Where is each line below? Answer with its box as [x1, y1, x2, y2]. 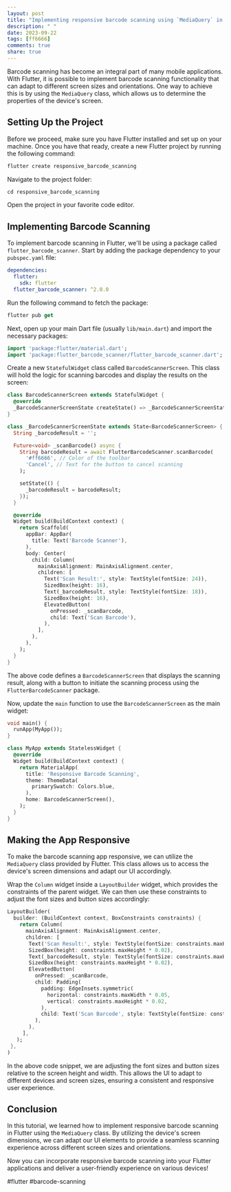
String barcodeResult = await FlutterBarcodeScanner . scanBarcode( [19, 448, 214, 455]
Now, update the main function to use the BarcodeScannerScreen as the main [7, 699, 221, 707]
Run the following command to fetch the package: [7, 299, 148, 307]
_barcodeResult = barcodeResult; [25, 486, 122, 493]
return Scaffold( [19, 524, 69, 532]
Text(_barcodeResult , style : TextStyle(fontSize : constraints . [28, 953, 214, 960]
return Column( [19, 921, 63, 929]
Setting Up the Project [7, 116, 104, 128]
